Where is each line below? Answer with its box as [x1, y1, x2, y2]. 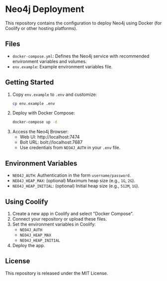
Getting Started [5, 78, 54, 87]
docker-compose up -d [12, 120, 57, 125]
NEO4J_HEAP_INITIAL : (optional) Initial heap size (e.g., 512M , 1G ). [12, 183, 140, 189]
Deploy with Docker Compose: [12, 110, 76, 116]
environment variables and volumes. [12, 58, 87, 64]
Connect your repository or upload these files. [12, 216, 107, 222]
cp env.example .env [12, 101, 55, 106]
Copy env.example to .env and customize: [12, 91, 97, 97]
